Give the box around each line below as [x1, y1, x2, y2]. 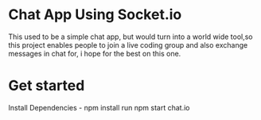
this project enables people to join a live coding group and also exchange [8, 40, 248, 49]
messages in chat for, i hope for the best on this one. [8, 48, 181, 58]
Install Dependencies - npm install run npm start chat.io [8, 103, 190, 112]
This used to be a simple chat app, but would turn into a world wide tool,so [8, 32, 253, 41]
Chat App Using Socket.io [8, 6, 182, 24]
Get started [8, 77, 85, 95]
